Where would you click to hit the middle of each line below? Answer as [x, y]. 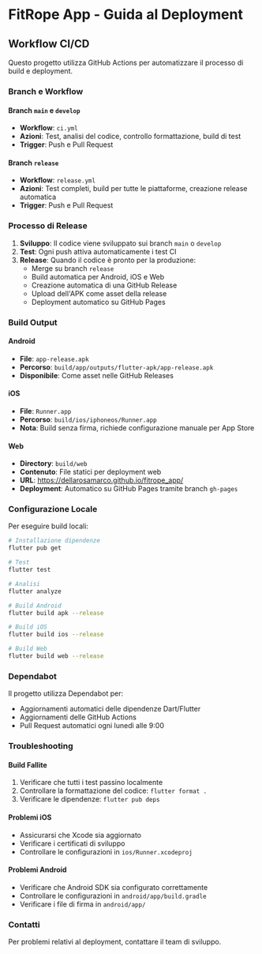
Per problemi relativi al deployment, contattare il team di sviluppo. [115, 942]
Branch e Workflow [46, 91]
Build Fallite [28, 764]
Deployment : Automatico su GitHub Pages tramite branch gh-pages [129, 489]
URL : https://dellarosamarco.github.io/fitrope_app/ [101, 480]
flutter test [30, 570]
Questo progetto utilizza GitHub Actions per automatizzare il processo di [126, 62]
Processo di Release [48, 226]
